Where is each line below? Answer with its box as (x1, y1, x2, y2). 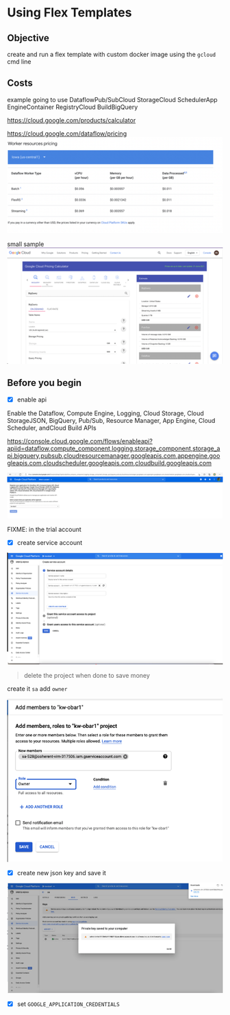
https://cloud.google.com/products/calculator (7, 116, 136, 124)
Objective (7, 32, 50, 44)
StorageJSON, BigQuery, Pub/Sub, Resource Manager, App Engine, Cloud (7, 416, 216, 424)
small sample (7, 240, 44, 248)
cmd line (7, 58, 31, 66)
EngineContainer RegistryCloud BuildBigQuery (7, 103, 138, 111)
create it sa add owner (7, 685, 68, 693)
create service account (16, 539, 83, 547)
